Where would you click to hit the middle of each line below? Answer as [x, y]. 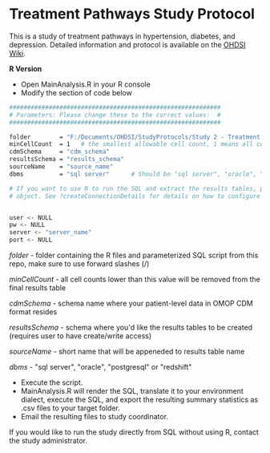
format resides [33, 312]
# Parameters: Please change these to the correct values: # [115, 115]
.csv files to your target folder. [71, 408]
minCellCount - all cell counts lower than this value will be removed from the [135, 279]
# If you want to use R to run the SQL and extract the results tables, [133, 188]
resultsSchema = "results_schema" [67, 160]
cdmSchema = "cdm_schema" [60, 152]
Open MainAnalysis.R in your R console [85, 84]
